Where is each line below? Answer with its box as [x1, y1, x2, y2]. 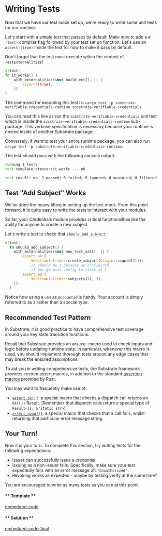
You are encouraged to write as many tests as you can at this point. [5, 482, 139, 487]
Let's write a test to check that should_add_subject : [5, 231, 107, 236]
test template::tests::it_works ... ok [5, 167, 86, 172]
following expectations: [5, 448, 52, 453]
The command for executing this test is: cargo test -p [5, 100, 114, 105]
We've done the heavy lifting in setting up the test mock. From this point [5, 201, 148, 207]
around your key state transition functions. [5, 332, 89, 337]
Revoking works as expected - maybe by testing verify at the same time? [12, 472, 157, 478]
